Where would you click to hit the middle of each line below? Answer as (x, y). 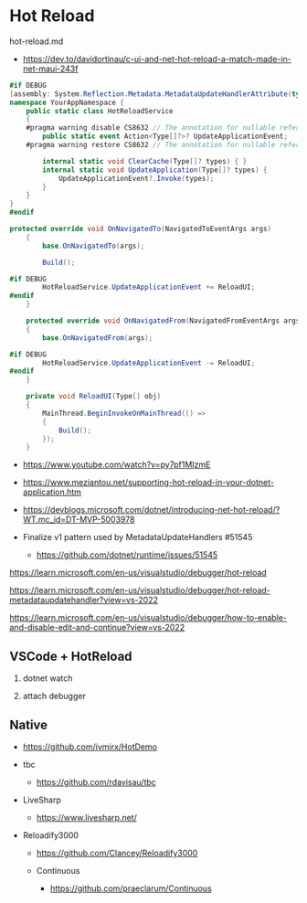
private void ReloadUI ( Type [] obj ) (94, 397)
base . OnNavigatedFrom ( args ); (98, 338)
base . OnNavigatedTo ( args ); (94, 246)
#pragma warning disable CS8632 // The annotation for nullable (151, 128)
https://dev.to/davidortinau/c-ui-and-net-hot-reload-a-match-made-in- (157, 58)
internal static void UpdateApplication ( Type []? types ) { (155, 170)
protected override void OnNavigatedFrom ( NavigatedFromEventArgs (153, 321)
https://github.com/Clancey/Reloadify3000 (117, 853)
